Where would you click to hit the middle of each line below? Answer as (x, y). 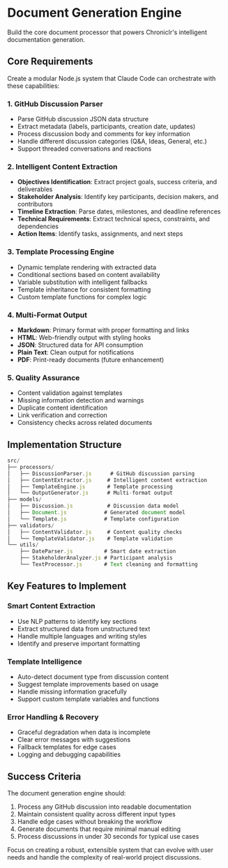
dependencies (38, 226)
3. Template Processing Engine (61, 252)
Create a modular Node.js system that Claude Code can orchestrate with (112, 78)
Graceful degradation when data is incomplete (84, 732)
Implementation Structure (64, 444)
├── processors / (31, 467)
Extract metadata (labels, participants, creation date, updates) (106, 126)
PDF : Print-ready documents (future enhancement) (91, 359)
